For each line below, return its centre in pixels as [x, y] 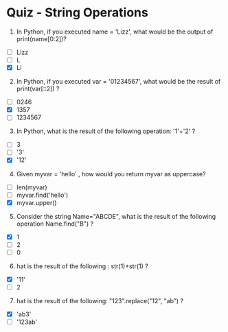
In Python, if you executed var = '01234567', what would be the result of [118, 82]
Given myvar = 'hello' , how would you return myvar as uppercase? [111, 174]
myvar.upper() [36, 202]
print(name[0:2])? [41, 38]
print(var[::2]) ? [38, 89]
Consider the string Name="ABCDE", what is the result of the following [116, 216]
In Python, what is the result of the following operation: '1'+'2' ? [106, 131]
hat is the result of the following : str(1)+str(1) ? [82, 266]
